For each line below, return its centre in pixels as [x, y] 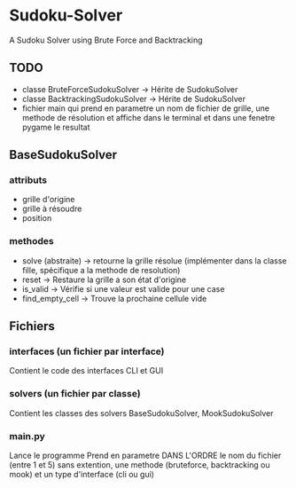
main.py [27, 436]
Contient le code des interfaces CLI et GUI [86, 371]
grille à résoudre [52, 209]
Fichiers [32, 326]
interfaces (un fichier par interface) [87, 351]
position [37, 218]
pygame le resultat [56, 127]
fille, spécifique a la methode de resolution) [101, 270]
